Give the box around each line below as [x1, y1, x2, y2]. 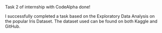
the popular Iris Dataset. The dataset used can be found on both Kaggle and [5, 19, 158, 24]
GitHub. [5, 23, 20, 29]
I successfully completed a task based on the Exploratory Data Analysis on [5, 13, 155, 19]
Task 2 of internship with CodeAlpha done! [5, 4, 91, 10]
